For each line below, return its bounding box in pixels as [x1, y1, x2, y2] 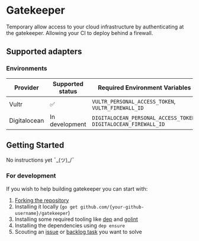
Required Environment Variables [97, 83, 191, 92]
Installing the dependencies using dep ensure [14, 221, 126, 229]
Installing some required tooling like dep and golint [14, 216, 138, 223]
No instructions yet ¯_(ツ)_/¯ [6, 156, 75, 163]
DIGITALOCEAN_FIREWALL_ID [92, 121, 165, 127]
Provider [14, 83, 39, 92]
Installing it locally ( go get [14, 203, 78, 210]
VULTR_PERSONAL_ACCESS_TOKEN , [92, 97, 176, 105]
